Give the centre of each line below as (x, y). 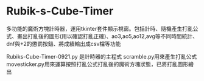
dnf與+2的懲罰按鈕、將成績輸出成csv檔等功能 (64, 44)
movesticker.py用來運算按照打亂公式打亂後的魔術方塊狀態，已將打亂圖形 (97, 64)
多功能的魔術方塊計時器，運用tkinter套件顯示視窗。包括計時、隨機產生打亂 (100, 28)
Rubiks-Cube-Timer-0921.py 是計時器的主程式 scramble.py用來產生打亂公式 (102, 56)
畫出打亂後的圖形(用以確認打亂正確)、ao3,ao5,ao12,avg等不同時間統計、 (107, 36)
